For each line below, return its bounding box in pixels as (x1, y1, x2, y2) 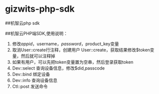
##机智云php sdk (5, 20, 40, 26)
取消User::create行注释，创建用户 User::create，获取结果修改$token (12, 47, 150, 53)
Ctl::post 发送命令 (12, 83, 48, 89)
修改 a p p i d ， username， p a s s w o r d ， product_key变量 (12, 40, 119, 47)
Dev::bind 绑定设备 (12, 71, 50, 77)
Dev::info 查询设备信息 (12, 77, 58, 83)
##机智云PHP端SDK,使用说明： (5, 30, 68, 36)
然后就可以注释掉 (21, 53, 55, 59)
